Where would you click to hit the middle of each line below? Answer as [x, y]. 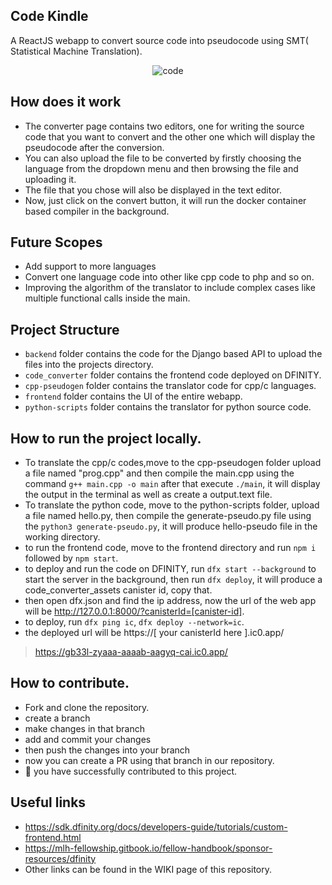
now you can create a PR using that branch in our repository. [149, 760]
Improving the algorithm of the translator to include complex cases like [170, 288]
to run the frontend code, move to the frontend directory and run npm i [170, 548]
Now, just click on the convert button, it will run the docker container [165, 200]
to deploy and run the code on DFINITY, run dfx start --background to [170, 569]
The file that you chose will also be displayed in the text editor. [153, 190]
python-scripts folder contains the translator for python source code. [168, 407]
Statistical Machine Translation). [76, 51]
